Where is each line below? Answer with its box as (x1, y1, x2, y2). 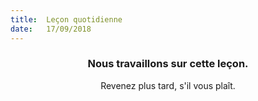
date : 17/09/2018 (10, 24, 92, 34)
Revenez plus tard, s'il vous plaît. (100, 79, 236, 91)
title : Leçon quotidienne (10, 14, 123, 25)
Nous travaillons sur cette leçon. (87, 57, 249, 71)
